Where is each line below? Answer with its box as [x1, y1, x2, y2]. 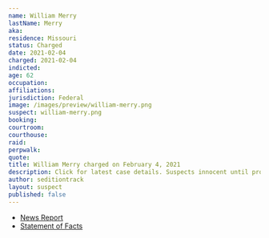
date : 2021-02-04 [8, 49, 66, 57]
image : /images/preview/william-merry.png [8, 101, 152, 109]
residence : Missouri [8, 34, 78, 42]
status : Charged [8, 42, 62, 50]
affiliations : [8, 86, 56, 95]
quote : [8, 153, 30, 161]
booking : [8, 116, 38, 124]
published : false [8, 190, 66, 199]
